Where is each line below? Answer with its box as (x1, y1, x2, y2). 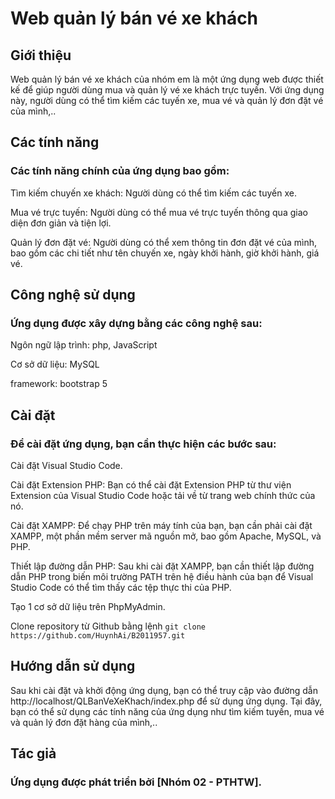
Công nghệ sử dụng (10, 287, 136, 304)
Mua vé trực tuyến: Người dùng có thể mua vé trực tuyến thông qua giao (10, 206, 308, 218)
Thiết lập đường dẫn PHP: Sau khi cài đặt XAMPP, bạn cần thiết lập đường (10, 560, 315, 572)
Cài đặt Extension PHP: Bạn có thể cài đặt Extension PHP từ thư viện (10, 479, 292, 491)
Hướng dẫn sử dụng (10, 658, 136, 675)
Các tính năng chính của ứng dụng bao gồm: (10, 164, 230, 178)
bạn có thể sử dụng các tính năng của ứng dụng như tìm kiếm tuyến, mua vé (10, 705, 325, 717)
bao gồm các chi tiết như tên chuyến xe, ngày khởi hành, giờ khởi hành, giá (10, 247, 320, 259)
